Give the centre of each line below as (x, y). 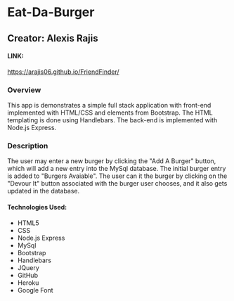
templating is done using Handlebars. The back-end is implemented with (112, 120)
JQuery (28, 267)
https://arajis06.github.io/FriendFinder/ (63, 72)
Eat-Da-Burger (51, 12)
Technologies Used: (37, 207)
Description (28, 146)
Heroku (28, 283)
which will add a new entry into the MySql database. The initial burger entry (117, 169)
